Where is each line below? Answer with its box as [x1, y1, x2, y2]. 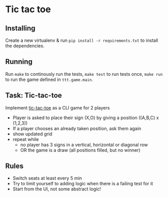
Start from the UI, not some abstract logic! [12, 186, 101, 192]
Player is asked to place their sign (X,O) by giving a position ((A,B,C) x [12, 115, 159, 121]
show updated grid [12, 131, 52, 137]
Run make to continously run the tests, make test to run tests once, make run [5, 71, 163, 77]
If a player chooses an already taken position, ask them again [12, 125, 142, 131]
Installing [5, 24, 36, 33]
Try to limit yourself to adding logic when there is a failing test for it [12, 181, 153, 187]
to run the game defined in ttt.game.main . [5, 76, 93, 82]
